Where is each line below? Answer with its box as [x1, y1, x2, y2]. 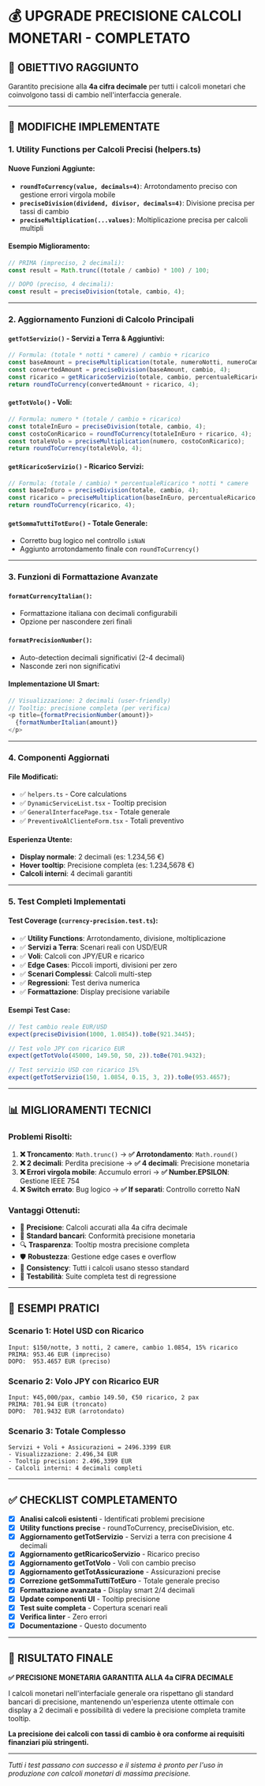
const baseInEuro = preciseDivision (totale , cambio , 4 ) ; [8, 486, 200, 495]
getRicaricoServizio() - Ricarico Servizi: [8, 461, 144, 471]
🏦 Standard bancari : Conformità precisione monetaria [19, 1231, 196, 1240]
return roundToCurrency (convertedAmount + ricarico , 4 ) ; [8, 380, 200, 388]
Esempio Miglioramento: [8, 241, 91, 251]
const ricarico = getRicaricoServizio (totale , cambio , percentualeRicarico [8, 373, 263, 381]
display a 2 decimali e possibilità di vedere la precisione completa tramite [8, 1705, 246, 1715]
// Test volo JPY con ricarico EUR [8, 1044, 125, 1052]
